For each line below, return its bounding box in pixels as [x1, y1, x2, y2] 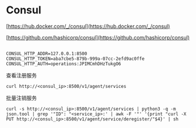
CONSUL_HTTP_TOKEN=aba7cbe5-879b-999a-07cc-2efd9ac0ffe [6, 56, 145, 62]
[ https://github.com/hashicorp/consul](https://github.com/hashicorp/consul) [6, 34, 190, 41]
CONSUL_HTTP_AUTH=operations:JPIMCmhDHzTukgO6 [6, 61, 121, 67]
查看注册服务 [6, 72, 37, 79]
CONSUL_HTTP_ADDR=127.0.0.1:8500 [6, 51, 87, 57]
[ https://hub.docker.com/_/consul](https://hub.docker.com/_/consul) [6, 23, 170, 30]
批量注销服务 [6, 94, 37, 102]
